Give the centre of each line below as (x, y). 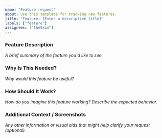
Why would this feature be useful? (40, 79)
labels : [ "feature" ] (26, 23)
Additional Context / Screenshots (46, 114)
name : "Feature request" (30, 10)
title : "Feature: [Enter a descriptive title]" (55, 19)
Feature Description (29, 45)
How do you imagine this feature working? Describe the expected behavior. (81, 102)
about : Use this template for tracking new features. (61, 14)
